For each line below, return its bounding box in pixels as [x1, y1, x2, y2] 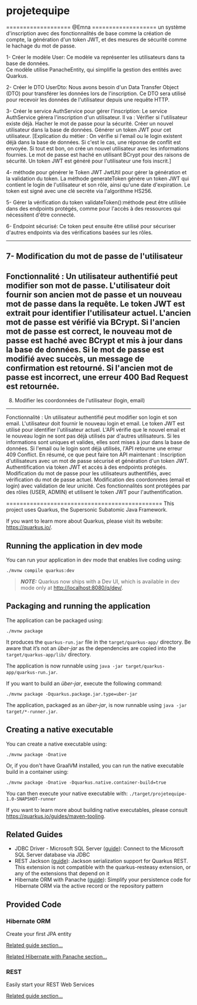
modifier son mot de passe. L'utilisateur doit [6, 280, 171, 290]
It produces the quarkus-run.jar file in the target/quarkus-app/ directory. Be [6, 638, 191, 645]
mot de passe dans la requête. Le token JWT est [6, 299, 185, 309]
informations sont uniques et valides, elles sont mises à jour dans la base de [6, 439, 191, 446]
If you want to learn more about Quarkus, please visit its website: [6, 517, 163, 525]
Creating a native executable [6, 725, 113, 735]
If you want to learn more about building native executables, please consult [6, 806, 188, 813]
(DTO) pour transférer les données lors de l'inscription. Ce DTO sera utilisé [6, 90, 186, 97]
